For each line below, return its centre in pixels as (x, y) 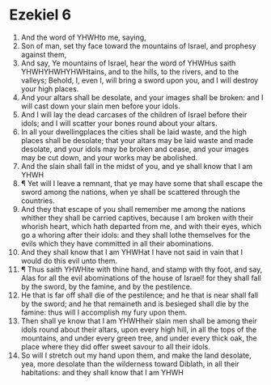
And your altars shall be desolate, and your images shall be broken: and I (142, 97)
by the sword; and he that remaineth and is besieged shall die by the (135, 303)
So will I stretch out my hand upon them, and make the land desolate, (136, 355)
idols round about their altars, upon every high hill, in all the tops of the (139, 329)
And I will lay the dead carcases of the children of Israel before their (134, 114)
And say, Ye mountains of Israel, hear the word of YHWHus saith (128, 63)
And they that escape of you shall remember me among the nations (133, 209)
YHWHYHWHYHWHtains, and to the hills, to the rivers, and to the (130, 71)
